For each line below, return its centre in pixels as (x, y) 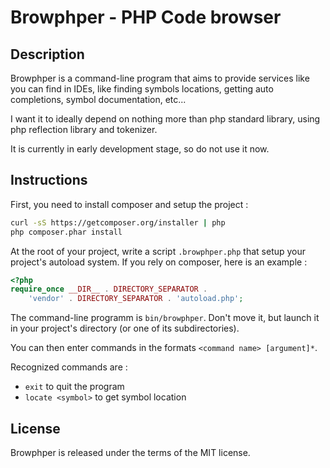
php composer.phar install (66, 232)
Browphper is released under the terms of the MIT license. (130, 452)
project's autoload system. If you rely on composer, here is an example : (159, 262)
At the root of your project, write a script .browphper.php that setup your (158, 251)
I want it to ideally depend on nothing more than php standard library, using (165, 119)
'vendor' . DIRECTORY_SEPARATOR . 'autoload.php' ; (136, 299)
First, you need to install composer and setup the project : (129, 204)
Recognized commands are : (69, 367)
